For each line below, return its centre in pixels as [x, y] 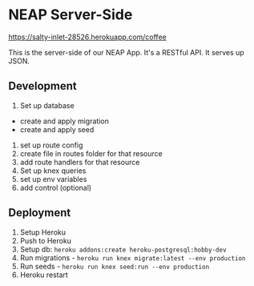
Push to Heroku [46, 240]
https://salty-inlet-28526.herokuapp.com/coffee [87, 37]
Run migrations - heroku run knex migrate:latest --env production [133, 257]
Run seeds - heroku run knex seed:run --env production [115, 266]
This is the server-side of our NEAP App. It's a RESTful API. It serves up [126, 52]
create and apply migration [65, 121]
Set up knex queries [53, 171]
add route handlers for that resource [80, 162]
